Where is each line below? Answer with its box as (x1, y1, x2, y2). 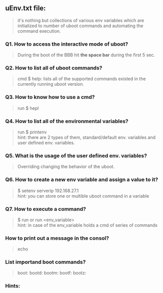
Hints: (5, 282, 20, 289)
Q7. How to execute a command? (5, 205, 86, 212)
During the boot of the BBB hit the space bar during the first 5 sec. (17, 52, 155, 58)
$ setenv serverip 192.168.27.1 (17, 188, 79, 194)
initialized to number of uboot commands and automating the (17, 23, 143, 29)
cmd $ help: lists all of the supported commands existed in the (17, 76, 146, 82)
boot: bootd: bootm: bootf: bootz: (17, 270, 86, 276)
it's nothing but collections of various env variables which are (17, 17, 144, 23)
